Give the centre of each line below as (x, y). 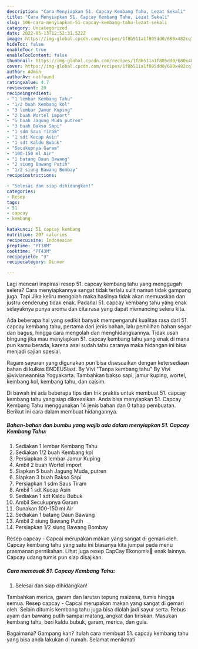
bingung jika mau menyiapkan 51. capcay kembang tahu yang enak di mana (98, 339)
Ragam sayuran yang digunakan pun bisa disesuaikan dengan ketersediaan (98, 363)
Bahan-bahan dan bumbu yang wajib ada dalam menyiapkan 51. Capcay (98, 425)
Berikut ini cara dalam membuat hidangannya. (62, 412)
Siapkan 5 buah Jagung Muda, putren (61, 471)
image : (15, 39)
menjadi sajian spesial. (34, 352)
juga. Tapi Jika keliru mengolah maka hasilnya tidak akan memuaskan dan (96, 297)
